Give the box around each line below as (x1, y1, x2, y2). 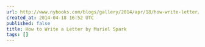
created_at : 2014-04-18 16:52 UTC (6, 15, 95, 21)
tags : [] (6, 32, 29, 38)
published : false (6, 20, 51, 26)
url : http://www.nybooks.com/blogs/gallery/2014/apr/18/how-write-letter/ (6, 9, 201, 15)
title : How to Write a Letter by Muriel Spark (6, 26, 127, 32)
